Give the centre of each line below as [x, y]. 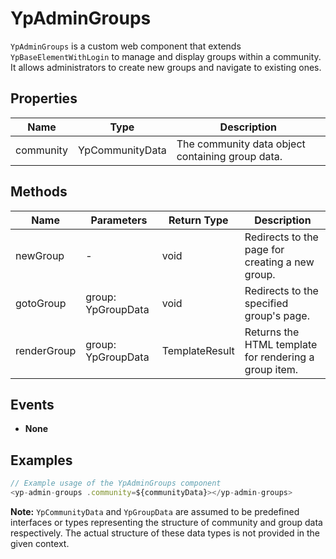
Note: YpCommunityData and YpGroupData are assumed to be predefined [155, 511]
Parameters [119, 220]
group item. [271, 369]
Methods [39, 192]
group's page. [277, 315]
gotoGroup [41, 303]
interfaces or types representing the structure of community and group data [166, 522]
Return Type [198, 220]
